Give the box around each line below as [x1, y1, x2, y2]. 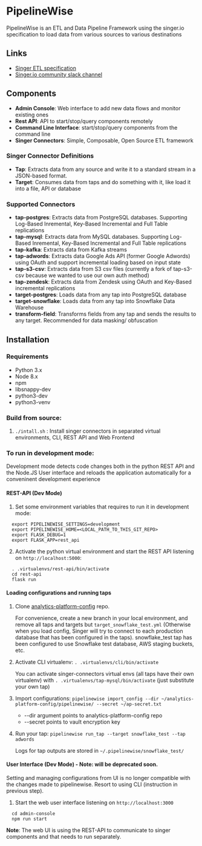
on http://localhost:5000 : [15, 554, 82, 561]
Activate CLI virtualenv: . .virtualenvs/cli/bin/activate [15, 658, 159, 665]
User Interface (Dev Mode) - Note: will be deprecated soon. [6, 761, 158, 768]
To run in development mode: [6, 449, 94, 458]
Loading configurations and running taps [6, 589, 112, 596]
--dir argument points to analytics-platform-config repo [24, 711, 163, 719]
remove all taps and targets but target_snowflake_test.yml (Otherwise [15, 621, 191, 628]
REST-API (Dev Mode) [6, 490, 62, 497]
